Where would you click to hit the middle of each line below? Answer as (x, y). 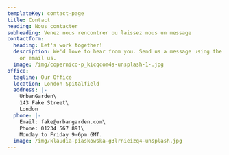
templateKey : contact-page (46, 13)
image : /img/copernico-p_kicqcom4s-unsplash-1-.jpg (89, 64)
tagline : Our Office (43, 77)
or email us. (38, 58)
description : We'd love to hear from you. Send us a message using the (118, 52)
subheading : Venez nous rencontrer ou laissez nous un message (99, 33)
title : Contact (29, 20)
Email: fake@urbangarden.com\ (63, 122)
